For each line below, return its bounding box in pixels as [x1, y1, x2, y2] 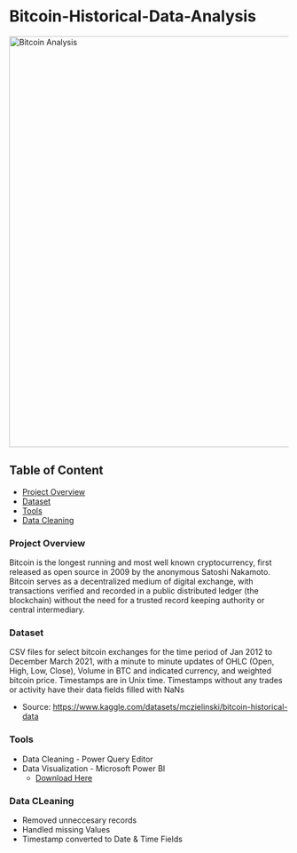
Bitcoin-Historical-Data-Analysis [9, 6, 257, 27]
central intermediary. [9, 604, 86, 615]
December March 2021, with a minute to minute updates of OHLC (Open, [9, 656, 275, 667]
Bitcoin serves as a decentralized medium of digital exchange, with [9, 576, 254, 587]
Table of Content [9, 463, 104, 478]
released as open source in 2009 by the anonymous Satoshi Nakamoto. [9, 567, 270, 578]
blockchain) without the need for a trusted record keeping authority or [9, 595, 265, 606]
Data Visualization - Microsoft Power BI [21, 762, 166, 774]
